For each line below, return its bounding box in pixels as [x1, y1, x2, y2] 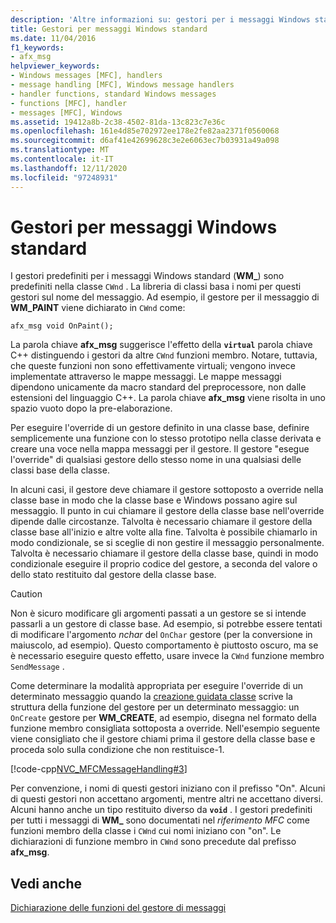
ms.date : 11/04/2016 [10, 33, 97, 43]
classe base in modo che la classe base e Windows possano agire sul [10, 494, 298, 506]
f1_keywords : [10, 42, 65, 53]
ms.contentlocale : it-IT [10, 154, 114, 164]
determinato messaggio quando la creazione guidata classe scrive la [10, 691, 293, 703]
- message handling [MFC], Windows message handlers [10, 80, 235, 90]
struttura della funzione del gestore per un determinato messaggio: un [10, 701, 300, 713]
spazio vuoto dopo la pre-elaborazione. [10, 402, 173, 415]
